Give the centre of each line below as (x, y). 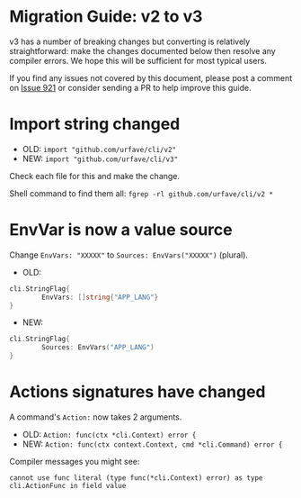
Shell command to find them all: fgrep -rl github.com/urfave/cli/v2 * (142, 193)
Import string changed (95, 124)
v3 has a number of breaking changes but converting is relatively (130, 41)
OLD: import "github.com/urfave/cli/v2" (99, 149)
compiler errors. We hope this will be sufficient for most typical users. (138, 60)
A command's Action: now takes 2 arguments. (96, 417)
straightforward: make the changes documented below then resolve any (142, 50)
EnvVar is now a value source (121, 230)
